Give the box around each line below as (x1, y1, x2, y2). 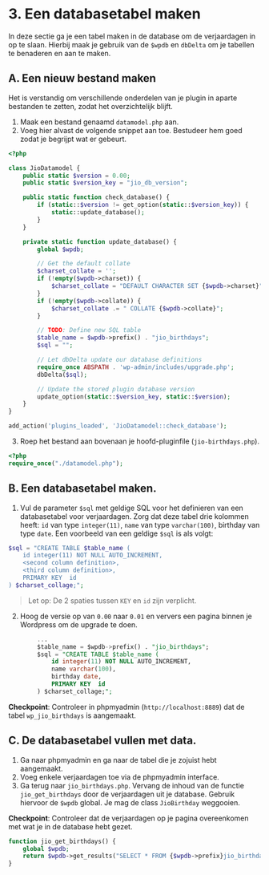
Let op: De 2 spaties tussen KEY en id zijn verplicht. (27, 595, 197, 606)
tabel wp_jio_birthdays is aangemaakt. (8, 711, 136, 720)
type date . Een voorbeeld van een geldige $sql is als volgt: (19, 529, 214, 538)
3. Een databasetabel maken (8, 5, 202, 23)
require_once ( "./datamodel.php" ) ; (8, 459, 124, 468)
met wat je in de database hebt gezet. (8, 821, 133, 831)
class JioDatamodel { (8, 164, 81, 172)
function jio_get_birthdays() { (8, 837, 116, 845)
